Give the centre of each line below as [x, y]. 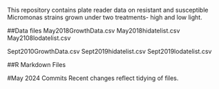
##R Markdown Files [37, 65]
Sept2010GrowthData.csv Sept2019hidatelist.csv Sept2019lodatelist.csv [109, 51]
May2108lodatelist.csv [39, 38]
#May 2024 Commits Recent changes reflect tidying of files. [93, 78]
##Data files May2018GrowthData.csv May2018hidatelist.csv [94, 31]
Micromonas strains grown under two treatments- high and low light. [105, 17]
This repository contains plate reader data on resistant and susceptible [108, 10]
